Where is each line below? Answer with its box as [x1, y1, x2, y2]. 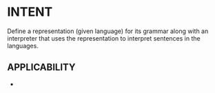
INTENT [7, 4, 53, 20]
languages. [7, 41, 39, 50]
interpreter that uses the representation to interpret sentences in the [7, 34, 201, 42]
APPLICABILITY [7, 61, 76, 73]
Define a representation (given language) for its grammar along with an [7, 27, 209, 35]
